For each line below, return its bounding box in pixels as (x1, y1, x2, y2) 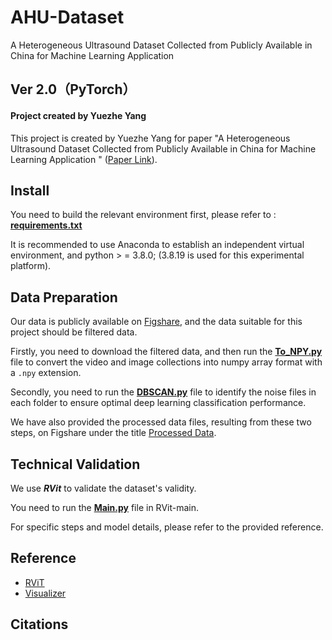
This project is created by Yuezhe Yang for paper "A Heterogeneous (10, 132, 291, 144)
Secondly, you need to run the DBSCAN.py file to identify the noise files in (10, 386, 317, 398)
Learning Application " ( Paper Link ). (10, 153, 158, 165)
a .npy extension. (10, 367, 82, 379)
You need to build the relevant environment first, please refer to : (10, 209, 277, 221)
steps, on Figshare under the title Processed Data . (10, 427, 217, 439)
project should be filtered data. (10, 326, 138, 338)
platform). (10, 260, 52, 272)
